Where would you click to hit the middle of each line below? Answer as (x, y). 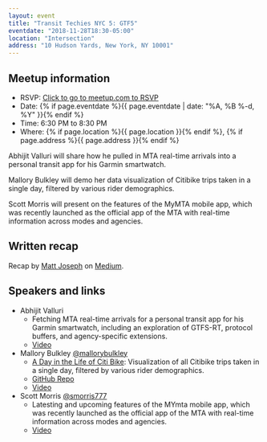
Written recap (43, 246)
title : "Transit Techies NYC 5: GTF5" (73, 23)
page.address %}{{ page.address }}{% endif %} (99, 140)
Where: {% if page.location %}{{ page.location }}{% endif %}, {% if (131, 131)
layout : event (32, 16)
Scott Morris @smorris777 (63, 395)
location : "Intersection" (51, 38)
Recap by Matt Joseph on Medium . (66, 265)
